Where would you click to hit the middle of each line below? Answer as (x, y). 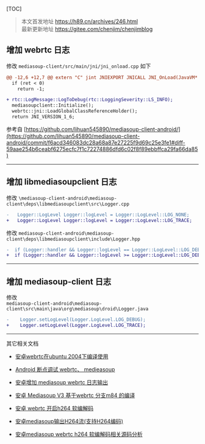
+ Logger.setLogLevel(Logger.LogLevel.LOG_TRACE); (76, 325)
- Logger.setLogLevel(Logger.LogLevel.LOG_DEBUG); (76, 320)
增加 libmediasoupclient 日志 (62, 182)
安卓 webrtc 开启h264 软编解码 (54, 408)
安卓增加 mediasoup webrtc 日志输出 (62, 382)
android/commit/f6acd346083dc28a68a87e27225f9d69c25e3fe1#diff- (96, 142)
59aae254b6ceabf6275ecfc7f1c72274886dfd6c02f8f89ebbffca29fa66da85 (102, 149)
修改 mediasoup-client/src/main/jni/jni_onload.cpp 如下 (79, 66)
